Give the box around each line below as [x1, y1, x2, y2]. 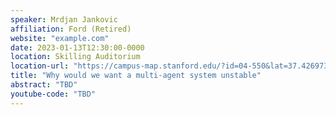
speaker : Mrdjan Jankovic [10, 14, 118, 25]
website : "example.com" [10, 33, 110, 43]
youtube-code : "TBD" [10, 89, 97, 99]
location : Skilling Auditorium [10, 52, 141, 62]
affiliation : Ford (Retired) [10, 24, 132, 34]
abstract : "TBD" [10, 80, 78, 90]
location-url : [10, 61, 70, 71]
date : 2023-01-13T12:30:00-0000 [10, 42, 145, 53]
